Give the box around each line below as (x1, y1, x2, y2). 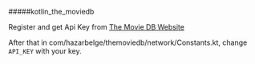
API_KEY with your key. (8, 46, 82, 55)
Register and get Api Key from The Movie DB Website (8, 22, 184, 31)
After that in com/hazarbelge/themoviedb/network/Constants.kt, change (8, 38, 248, 47)
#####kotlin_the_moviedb (8, 7, 95, 16)
